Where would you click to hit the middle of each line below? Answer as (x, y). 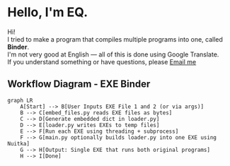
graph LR (20, 100)
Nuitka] (19, 143)
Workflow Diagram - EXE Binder (79, 84)
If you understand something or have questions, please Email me (102, 61)
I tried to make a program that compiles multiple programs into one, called (115, 39)
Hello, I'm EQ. (48, 12)
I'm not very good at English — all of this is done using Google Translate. (113, 54)
